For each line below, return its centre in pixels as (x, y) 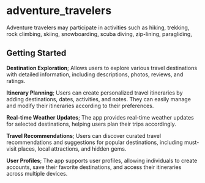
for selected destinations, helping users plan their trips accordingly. (91, 124)
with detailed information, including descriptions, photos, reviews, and (95, 74)
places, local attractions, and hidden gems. (72, 149)
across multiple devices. (37, 173)
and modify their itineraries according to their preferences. (80, 106)
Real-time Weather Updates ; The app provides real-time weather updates (100, 117)
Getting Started (36, 53)
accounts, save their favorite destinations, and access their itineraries (94, 167)
